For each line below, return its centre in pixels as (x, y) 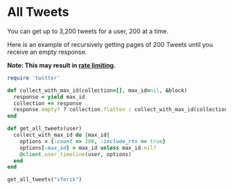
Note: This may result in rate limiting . (62, 65)
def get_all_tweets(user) (44, 129)
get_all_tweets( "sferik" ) (44, 180)
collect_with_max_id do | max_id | (62, 135)
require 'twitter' (34, 78)
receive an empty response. (47, 52)
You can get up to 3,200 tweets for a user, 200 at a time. (88, 31)
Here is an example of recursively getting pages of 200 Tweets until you (110, 44)
